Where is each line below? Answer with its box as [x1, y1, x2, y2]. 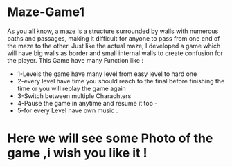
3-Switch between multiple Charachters [17, 91, 132, 100]
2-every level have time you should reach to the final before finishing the [17, 77, 225, 85]
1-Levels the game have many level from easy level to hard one [17, 70, 197, 78]
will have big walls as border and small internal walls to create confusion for [7, 49, 224, 57]
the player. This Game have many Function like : [7, 56, 144, 64]
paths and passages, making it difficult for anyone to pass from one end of [7, 34, 220, 42]
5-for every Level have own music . [17, 106, 118, 115]
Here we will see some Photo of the [7, 130, 213, 146]
